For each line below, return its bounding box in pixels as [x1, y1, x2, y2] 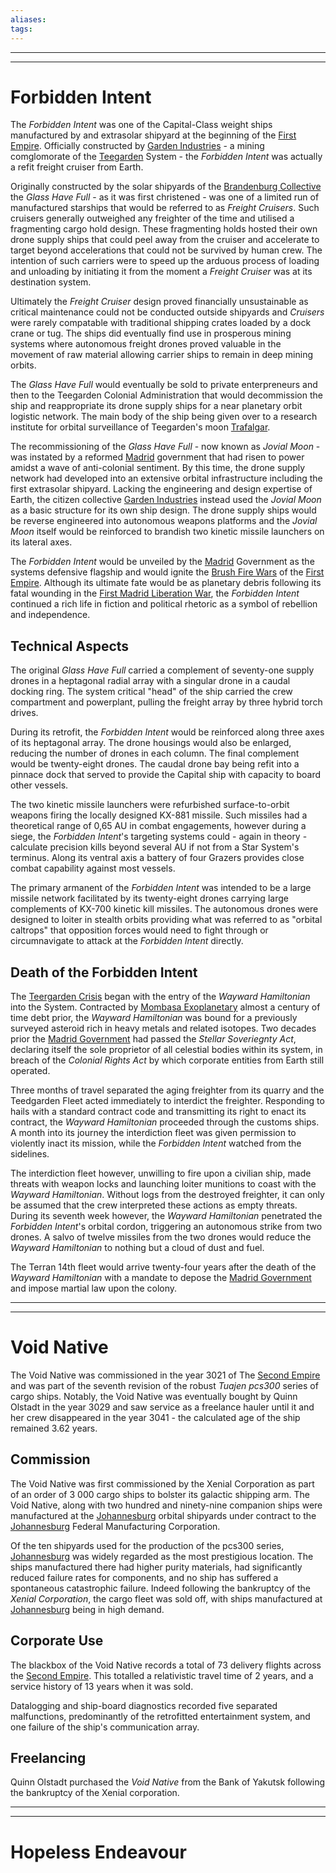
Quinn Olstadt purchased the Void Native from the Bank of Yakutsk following [10, 1776, 325, 1788]
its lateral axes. [10, 536, 73, 548]
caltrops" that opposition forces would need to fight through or [10, 924, 269, 936]
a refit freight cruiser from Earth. [10, 161, 144, 173]
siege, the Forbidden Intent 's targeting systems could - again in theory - [10, 831, 308, 843]
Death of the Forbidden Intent [10, 964, 198, 981]
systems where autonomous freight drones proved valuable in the [10, 338, 282, 350]
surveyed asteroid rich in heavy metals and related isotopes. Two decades [10, 1022, 317, 1035]
